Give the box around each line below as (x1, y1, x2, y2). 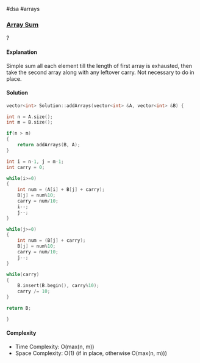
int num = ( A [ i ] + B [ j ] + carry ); (17, 187, 105, 193)
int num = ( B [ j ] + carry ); (17, 238, 86, 244)
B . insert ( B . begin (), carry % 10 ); (17, 283, 99, 289)
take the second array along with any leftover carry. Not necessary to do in (6, 69, 195, 76)
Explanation (6, 48, 38, 56)
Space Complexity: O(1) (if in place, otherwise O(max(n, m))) (15, 350, 168, 357)
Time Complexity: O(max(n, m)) (15, 343, 95, 351)
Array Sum (6, 20, 39, 29)
